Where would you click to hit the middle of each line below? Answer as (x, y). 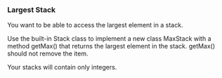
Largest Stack (32, 10)
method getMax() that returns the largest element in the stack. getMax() (111, 46)
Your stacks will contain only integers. (62, 67)
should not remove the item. (48, 53)
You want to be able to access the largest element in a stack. (95, 25)
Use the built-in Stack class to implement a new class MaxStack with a (110, 39)
